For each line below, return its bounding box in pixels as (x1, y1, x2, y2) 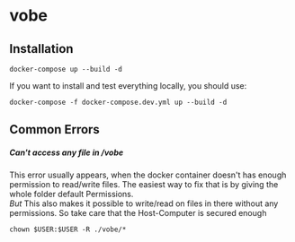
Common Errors (9, 122, 101, 137)
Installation (9, 41, 74, 56)
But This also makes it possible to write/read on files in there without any (9, 198, 279, 209)
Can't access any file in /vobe (9, 147, 124, 158)
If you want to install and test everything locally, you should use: (9, 81, 247, 91)
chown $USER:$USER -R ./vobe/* (9, 225, 127, 234)
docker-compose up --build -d (9, 65, 123, 73)
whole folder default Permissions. (9, 189, 134, 200)
